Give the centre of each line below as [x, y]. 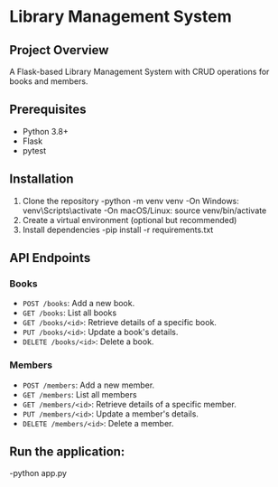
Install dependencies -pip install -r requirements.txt [118, 229]
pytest [34, 150]
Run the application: [67, 452]
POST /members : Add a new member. [88, 385]
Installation [42, 179]
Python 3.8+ [46, 131]
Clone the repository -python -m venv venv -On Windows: [130, 201]
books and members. [49, 81]
